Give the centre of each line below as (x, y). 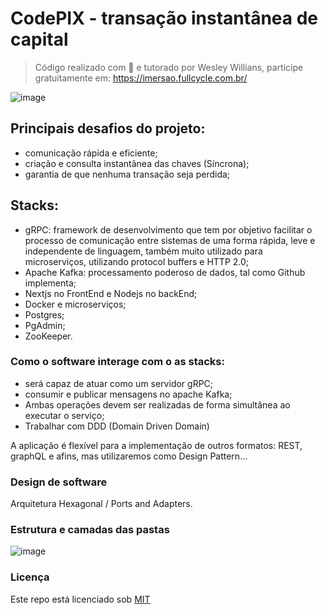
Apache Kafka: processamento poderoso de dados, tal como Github (165, 272)
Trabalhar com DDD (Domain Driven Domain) (117, 426)
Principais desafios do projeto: (108, 128)
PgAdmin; (45, 325)
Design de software (59, 482)
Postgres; (44, 314)
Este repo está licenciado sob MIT (80, 599)
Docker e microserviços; (75, 304)
